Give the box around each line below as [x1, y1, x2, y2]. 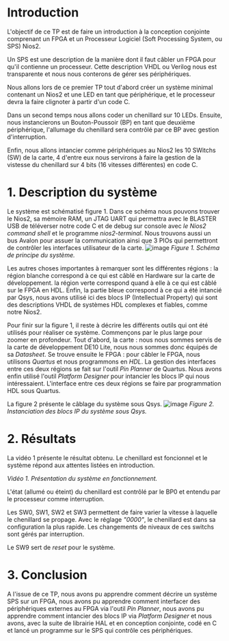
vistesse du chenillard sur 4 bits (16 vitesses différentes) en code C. [7, 160, 198, 168]
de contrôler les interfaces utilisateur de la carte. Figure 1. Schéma [7, 243, 220, 251]
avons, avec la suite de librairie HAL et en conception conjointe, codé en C [7, 618, 217, 627]
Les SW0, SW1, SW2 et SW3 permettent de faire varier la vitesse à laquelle [7, 508, 217, 516]
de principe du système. [7, 251, 75, 259]
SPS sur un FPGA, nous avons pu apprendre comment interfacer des [7, 597, 200, 605]
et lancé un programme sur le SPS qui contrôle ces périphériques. [7, 626, 193, 634]
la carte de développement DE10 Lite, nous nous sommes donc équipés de [7, 342, 217, 351]
